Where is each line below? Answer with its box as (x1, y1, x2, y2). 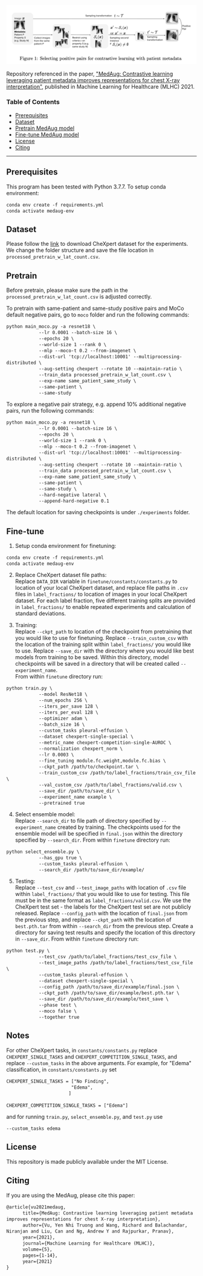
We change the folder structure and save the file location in (6, 246, 154, 254)
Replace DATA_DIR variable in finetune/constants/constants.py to (14, 578, 178, 585)
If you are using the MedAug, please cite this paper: (6, 1191, 135, 1199)
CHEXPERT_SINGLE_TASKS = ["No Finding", (6, 1078, 110, 1084)
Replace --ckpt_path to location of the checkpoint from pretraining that (14, 628, 192, 636)
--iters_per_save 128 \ (38, 703, 98, 710)
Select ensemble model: (14, 811, 76, 818)
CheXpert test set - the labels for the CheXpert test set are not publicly (14, 903, 192, 910)
